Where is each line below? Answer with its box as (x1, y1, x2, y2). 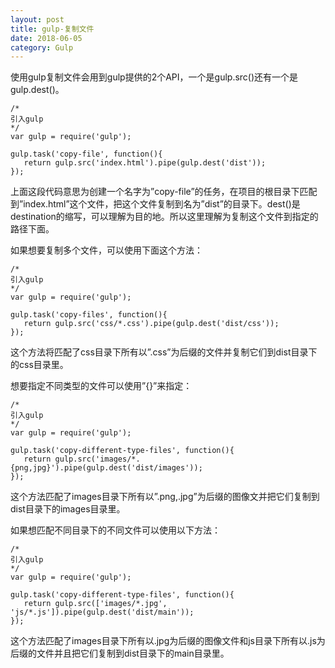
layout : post (10, 14, 65, 25)
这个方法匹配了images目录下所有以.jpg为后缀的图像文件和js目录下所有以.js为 (10, 635, 326, 647)
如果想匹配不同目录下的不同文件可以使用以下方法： (10, 524, 221, 536)
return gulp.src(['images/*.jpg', (23, 599, 168, 609)
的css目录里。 (10, 359, 69, 371)
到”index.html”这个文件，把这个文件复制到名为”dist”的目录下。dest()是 (10, 198, 301, 210)
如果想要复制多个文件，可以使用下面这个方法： (10, 244, 203, 256)
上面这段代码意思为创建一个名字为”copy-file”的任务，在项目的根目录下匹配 (10, 186, 318, 198)
